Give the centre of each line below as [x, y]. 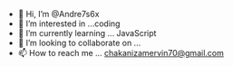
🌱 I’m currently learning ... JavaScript [87, 33]
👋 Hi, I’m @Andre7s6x [58, 14]
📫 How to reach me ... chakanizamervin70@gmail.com [121, 53]
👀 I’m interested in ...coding [69, 24]
